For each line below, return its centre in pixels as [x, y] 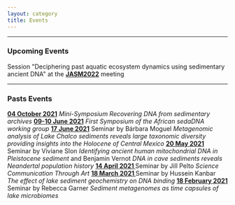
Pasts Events [30, 99]
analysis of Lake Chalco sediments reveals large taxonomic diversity [107, 136]
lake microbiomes [33, 196]
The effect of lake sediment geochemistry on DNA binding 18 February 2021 [117, 181]
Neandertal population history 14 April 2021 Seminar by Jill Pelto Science [113, 166]
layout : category [33, 14]
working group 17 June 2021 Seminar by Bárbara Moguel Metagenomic [110, 129]
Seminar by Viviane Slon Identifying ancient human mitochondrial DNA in [113, 151]
